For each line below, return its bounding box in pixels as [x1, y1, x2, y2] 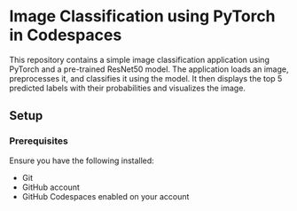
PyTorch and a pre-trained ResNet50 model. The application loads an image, [9, 64, 289, 74]
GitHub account [21, 182, 80, 192]
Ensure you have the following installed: [9, 155, 155, 166]
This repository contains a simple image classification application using [9, 54, 270, 65]
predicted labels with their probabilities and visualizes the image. [9, 82, 246, 93]
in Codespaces [9, 25, 122, 45]
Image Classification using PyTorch [9, 6, 277, 27]
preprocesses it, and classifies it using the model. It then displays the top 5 [9, 73, 283, 83]
